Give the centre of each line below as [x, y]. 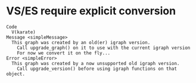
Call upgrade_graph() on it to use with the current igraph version [104, 48]
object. [16, 74]
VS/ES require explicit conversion [91, 11]
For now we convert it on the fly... [64, 53]
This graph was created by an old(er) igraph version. [81, 42]
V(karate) [24, 32]
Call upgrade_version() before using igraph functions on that [97, 69]
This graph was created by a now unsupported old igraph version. [96, 63]
